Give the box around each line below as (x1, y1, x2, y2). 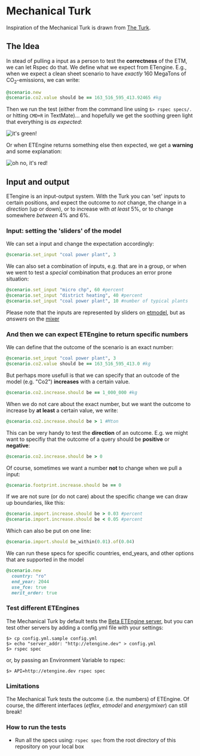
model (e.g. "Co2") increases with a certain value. (6, 378, 130, 385)
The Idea (6, 41, 40, 51)
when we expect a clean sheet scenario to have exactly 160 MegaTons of (6, 70, 186, 77)
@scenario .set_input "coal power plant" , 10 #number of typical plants (6, 298, 188, 304)
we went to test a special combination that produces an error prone (6, 269, 172, 276)
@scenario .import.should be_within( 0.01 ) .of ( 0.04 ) (6, 539, 135, 545)
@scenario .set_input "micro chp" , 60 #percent (6, 287, 124, 293)
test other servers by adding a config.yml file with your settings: (6, 624, 164, 631)
